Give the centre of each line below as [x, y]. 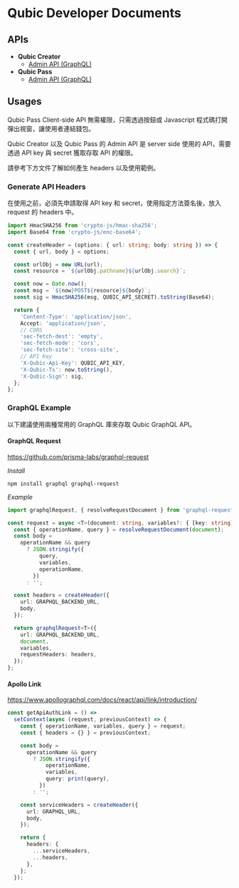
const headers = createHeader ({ [62, 595]
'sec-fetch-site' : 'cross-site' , [70, 350]
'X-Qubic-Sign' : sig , [52, 376]
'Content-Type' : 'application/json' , [76, 316]
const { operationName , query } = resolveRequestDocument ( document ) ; [119, 530]
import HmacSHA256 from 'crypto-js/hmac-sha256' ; [83, 226]
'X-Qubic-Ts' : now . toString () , [67, 370]
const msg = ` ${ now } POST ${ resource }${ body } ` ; [83, 291]
